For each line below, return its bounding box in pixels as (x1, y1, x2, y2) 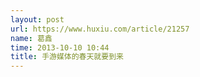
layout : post (10, 14, 65, 25)
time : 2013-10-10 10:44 (10, 42, 110, 53)
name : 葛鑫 (10, 33, 53, 43)
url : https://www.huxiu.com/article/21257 (10, 24, 190, 34)
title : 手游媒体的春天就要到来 (10, 52, 124, 62)
